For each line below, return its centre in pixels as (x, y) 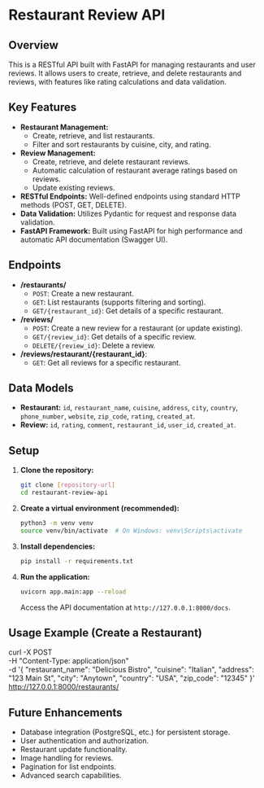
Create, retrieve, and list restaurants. (93, 135)
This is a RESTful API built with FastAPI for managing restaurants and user (132, 64)
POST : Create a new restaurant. (83, 293)
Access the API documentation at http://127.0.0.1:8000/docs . (126, 607)
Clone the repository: (57, 471)
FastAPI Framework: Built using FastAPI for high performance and (131, 230)
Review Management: (58, 153)
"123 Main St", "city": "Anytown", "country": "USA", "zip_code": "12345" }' (132, 678)
